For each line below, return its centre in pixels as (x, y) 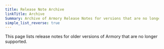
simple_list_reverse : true (32, 23)
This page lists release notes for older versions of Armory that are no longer (81, 37)
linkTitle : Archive (25, 14)
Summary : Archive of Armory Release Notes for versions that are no (76, 18)
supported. (16, 42)
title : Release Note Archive (35, 9)
